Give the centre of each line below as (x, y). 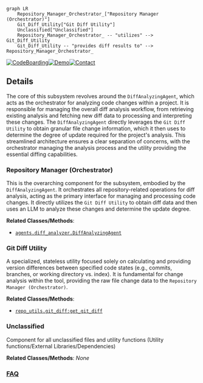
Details (20, 82)
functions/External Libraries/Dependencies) (61, 346)
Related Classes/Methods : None (48, 358)
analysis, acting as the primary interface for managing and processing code (101, 196)
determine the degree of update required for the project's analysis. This (96, 135)
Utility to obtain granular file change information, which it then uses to (96, 128)
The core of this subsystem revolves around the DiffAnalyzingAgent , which (100, 96)
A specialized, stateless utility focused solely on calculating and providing (99, 262)
